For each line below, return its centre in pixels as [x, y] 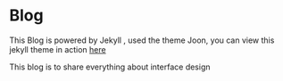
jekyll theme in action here [58, 49]
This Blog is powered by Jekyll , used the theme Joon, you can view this [142, 40]
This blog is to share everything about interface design [110, 67]
